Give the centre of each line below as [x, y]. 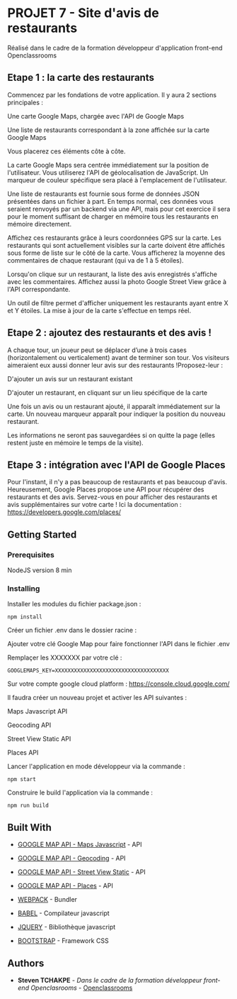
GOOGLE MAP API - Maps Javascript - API [80, 845]
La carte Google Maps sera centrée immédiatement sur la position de [108, 165]
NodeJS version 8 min [40, 570]
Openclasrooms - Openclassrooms [82, 988]
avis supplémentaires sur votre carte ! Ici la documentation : [94, 505]
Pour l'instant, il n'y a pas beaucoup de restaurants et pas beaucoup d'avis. [117, 482]
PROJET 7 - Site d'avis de [83, 13]
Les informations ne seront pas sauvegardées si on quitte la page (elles [111, 435]
